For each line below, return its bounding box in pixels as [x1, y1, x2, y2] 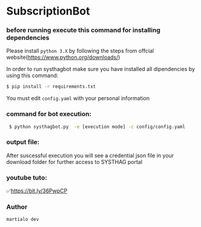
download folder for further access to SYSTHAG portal [6, 158, 143, 165]
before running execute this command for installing [6, 26, 160, 35]
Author [6, 203, 28, 211]
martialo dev [6, 217, 39, 223]
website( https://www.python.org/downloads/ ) [6, 53, 120, 61]
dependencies [6, 33, 50, 42]
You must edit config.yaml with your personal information [6, 95, 150, 102]
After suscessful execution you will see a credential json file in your [6, 152, 174, 159]
